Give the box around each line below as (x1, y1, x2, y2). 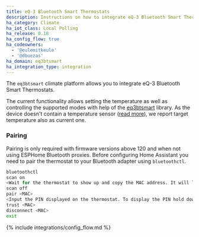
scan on (6, 174, 25, 181)
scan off (6, 185, 28, 191)
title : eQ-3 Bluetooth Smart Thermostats (6, 8, 110, 15)
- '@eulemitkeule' (11, 47, 57, 53)
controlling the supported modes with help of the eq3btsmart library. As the (6, 104, 191, 111)
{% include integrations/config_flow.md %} (6, 223, 111, 231)
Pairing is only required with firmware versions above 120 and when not (6, 145, 181, 152)
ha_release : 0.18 (6, 31, 49, 37)
